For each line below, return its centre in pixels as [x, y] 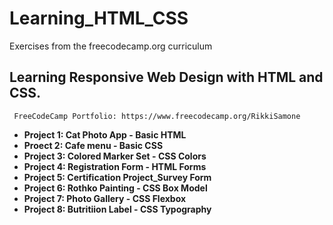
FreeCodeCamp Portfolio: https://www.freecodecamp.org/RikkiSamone [157, 116]
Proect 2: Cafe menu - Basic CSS [93, 145]
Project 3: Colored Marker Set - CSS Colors [115, 156]
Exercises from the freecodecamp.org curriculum [111, 46]
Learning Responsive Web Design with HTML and [166, 77]
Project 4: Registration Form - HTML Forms [115, 166]
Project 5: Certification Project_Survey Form [117, 177]
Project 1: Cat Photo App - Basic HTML [105, 134]
